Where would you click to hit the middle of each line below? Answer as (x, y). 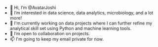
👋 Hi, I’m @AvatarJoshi (33, 8)
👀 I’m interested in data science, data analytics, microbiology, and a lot (81, 13)
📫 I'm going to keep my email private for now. (57, 39)
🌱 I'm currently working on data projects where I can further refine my (81, 23)
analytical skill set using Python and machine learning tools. (71, 28)
